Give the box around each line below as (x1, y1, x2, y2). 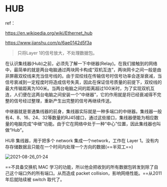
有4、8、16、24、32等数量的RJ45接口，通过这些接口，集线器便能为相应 (5, 114, 154, 120)
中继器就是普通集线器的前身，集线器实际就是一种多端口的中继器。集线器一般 (5, 108, 162, 114)
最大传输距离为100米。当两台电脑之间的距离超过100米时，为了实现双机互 (5, 85, 155, 91)
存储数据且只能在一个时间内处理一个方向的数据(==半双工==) (9, 144, 133, 150)
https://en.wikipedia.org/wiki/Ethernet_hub (5, 30, 93, 36)
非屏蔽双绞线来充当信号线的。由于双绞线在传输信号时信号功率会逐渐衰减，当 (5, 73, 162, 79)
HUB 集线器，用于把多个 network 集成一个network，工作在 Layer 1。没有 (5, 137, 155, 143)
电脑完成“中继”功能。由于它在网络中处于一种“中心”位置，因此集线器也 (13, 120, 157, 127)
